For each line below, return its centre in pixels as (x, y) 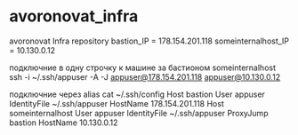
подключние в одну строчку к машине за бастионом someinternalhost (143, 67)
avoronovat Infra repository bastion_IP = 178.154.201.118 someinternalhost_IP (149, 41)
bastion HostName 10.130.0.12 (64, 123)
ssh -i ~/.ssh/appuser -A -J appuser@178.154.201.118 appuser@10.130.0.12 (145, 76)
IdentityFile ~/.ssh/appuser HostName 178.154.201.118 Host (117, 103)
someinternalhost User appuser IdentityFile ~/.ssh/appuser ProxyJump (139, 113)
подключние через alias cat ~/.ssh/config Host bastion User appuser (137, 94)
